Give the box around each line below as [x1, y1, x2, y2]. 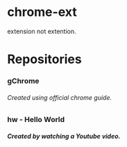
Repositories [7, 51, 82, 67]
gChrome [7, 76, 40, 86]
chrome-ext [7, 4, 78, 20]
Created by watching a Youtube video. [7, 132, 121, 140]
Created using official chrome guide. [7, 93, 112, 101]
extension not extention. [7, 27, 76, 35]
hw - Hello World [7, 115, 65, 125]
